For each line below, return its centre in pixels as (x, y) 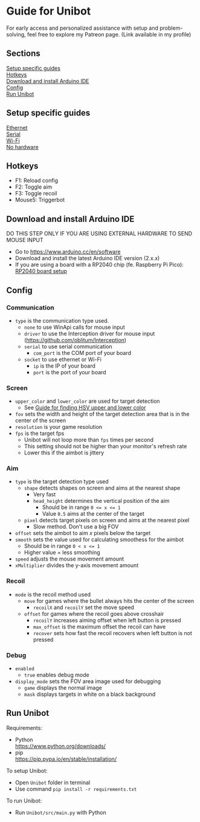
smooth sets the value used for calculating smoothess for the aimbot (99, 540)
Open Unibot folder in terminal (53, 782)
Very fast (44, 494)
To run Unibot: (24, 800)
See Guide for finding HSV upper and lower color (85, 408)
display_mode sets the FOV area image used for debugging (88, 681)
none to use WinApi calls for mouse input (74, 327)
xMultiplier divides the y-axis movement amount (77, 565)
